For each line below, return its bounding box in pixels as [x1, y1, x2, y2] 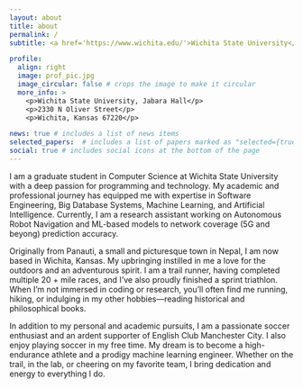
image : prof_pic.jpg [17, 71, 95, 81]
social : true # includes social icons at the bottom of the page [9, 146, 260, 156]
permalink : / [9, 30, 59, 39]
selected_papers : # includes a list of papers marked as [9, 138, 232, 147]
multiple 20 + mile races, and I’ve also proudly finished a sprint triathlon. [9, 274, 278, 284]
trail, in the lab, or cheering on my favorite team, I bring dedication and [9, 358, 271, 369]
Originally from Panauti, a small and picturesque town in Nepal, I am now [9, 245, 280, 257]
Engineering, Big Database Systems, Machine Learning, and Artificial [9, 199, 265, 210]
